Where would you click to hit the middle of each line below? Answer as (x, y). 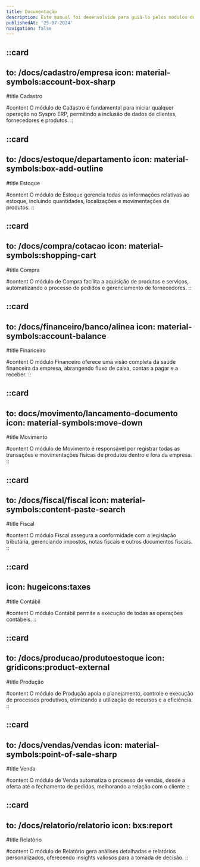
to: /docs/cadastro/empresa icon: (70, 73)
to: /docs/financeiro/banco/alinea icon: (81, 327)
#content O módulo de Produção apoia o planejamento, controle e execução (100, 693)
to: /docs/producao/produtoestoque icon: (85, 658)
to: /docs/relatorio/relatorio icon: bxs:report (90, 825)
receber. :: (19, 375)
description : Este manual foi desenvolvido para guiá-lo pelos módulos (97, 17)
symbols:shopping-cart (51, 256)
